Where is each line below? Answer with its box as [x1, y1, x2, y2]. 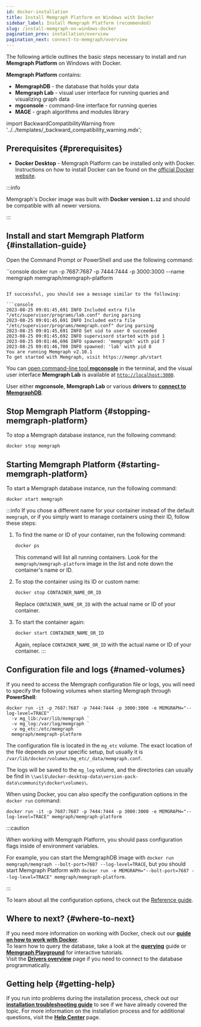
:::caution [6, 824, 30, 831]
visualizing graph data [14, 95, 70, 103]
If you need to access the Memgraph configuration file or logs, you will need [6, 680, 195, 687]
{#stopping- [104, 406, 151, 417]
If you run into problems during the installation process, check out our [6, 995, 179, 1002]
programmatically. [6, 961, 51, 969]
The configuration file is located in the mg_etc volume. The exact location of [6, 741, 193, 749]
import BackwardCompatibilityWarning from [6, 120, 115, 127]
